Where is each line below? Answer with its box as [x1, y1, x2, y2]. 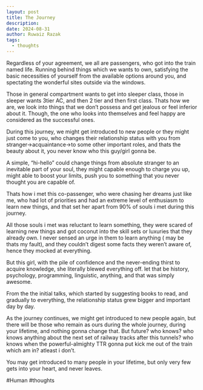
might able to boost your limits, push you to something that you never [6, 172, 180, 179]
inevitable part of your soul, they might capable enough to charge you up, [6, 165, 190, 173]
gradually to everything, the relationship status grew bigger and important [6, 296, 191, 303]
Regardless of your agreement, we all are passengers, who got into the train [6, 59, 196, 67]
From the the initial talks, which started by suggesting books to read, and [6, 289, 188, 297]
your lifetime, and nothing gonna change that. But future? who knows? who [6, 327, 194, 334]
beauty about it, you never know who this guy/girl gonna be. [6, 147, 156, 155]
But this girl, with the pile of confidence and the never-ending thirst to [6, 258, 181, 266]
